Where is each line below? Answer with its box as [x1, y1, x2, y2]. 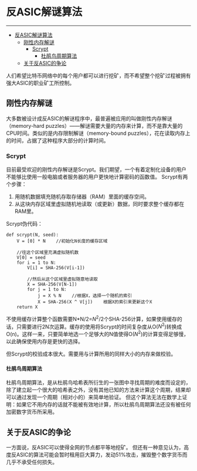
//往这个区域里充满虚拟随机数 [16, 250, 79, 256]
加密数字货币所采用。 [6, 408, 57, 415]
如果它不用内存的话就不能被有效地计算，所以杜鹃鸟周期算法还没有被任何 [16, 401, 191, 408]
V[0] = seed [16, 255, 46, 261]
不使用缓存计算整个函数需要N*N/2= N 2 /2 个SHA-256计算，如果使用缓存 [6, 314, 178, 323]
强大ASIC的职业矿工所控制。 [6, 79, 75, 86]
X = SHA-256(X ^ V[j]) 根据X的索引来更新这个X [37, 299, 152, 305]
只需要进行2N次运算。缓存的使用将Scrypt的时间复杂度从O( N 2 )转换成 [16, 322, 182, 330]
